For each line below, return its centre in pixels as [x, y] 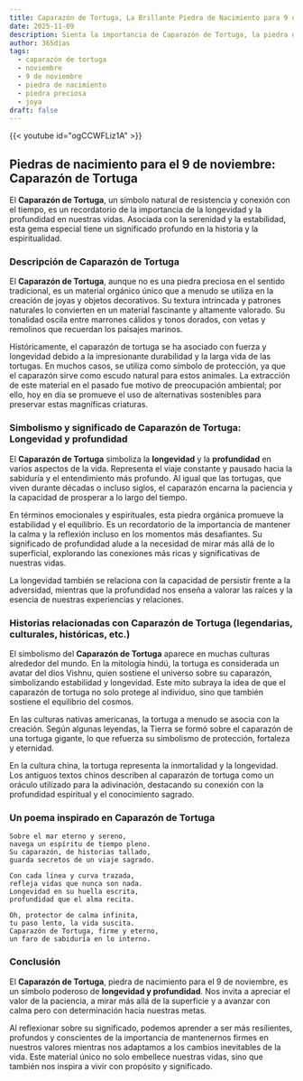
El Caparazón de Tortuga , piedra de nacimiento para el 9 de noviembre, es [149, 982]
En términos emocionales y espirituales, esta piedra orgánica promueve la [147, 515]
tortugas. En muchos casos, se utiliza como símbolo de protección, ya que [147, 366]
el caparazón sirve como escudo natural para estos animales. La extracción [150, 376]
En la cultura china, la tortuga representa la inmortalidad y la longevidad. [144, 765]
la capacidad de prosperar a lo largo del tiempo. [98, 497]
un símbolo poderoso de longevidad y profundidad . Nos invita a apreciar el [150, 991]
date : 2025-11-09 [42, 26]
